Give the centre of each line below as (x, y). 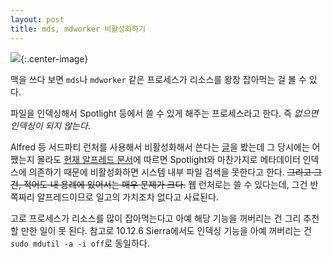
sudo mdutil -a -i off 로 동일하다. (80, 243)
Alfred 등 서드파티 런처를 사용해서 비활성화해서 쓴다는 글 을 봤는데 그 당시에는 (160, 147)
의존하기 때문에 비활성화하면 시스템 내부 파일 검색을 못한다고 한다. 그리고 (170, 172)
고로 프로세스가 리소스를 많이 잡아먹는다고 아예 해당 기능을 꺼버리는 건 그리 (156, 218)
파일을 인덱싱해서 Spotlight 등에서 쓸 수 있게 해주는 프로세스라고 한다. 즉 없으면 (164, 113)
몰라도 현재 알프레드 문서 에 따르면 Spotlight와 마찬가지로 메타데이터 (168, 159)
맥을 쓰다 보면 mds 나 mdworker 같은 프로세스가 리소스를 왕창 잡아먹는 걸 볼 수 (158, 79)
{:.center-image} (54, 58)
